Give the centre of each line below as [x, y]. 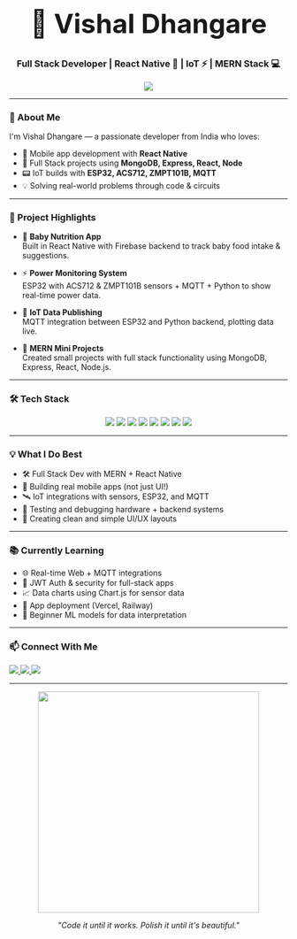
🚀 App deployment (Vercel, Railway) [88, 605]
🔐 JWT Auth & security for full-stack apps [98, 583]
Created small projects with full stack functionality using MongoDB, [145, 358]
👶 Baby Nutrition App [61, 237]
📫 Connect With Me [53, 647]
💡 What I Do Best [46, 454]
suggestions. [46, 256]
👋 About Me [35, 117]
